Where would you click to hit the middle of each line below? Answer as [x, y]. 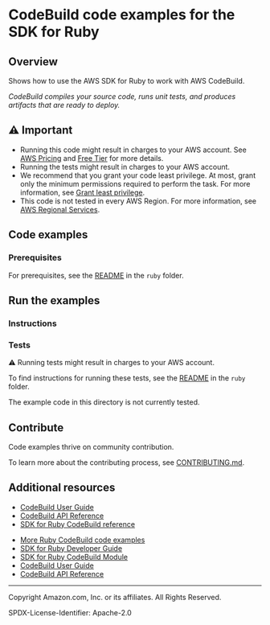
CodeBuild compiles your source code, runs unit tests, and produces [122, 97]
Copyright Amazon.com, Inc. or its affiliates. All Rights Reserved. [115, 597]
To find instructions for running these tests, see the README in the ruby [127, 378]
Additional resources [62, 488]
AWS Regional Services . [60, 209]
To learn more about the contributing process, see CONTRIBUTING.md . [127, 462]
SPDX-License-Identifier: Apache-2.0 [70, 612]
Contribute [36, 428]
